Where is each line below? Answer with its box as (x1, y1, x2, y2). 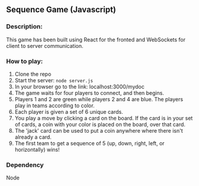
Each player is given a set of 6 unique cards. (14, 108, 123, 115)
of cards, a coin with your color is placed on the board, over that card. (14, 121, 185, 128)
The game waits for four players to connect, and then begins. (14, 89, 165, 97)
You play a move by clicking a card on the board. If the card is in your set (14, 114, 193, 121)
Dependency (6, 161, 44, 169)
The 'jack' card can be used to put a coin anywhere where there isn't (14, 127, 184, 134)
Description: (6, 23, 43, 31)
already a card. (14, 133, 52, 140)
